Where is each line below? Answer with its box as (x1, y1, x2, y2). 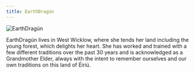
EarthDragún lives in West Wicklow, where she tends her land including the (6, 36, 189, 43)
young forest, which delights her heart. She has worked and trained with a (6, 42, 187, 49)
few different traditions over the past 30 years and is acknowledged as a (6, 48, 183, 56)
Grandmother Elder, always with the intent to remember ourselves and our (6, 55, 187, 62)
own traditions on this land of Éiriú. (6, 61, 91, 68)
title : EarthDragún (6, 8, 55, 15)
